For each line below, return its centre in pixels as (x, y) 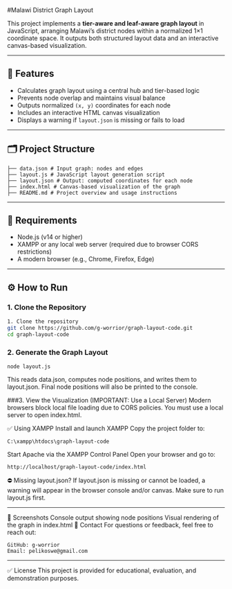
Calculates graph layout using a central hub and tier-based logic (108, 90)
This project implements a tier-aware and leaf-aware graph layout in (106, 23)
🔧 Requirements (42, 221)
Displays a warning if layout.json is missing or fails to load (101, 120)
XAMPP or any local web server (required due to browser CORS (108, 245)
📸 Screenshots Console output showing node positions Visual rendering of (113, 518)
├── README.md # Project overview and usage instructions (92, 193)
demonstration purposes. (43, 579)
